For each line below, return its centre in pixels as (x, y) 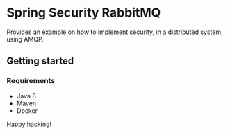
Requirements (31, 81)
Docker (27, 110)
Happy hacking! (29, 124)
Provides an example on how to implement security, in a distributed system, (115, 32)
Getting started (40, 61)
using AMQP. (25, 39)
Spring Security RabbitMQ (84, 13)
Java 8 (26, 96)
